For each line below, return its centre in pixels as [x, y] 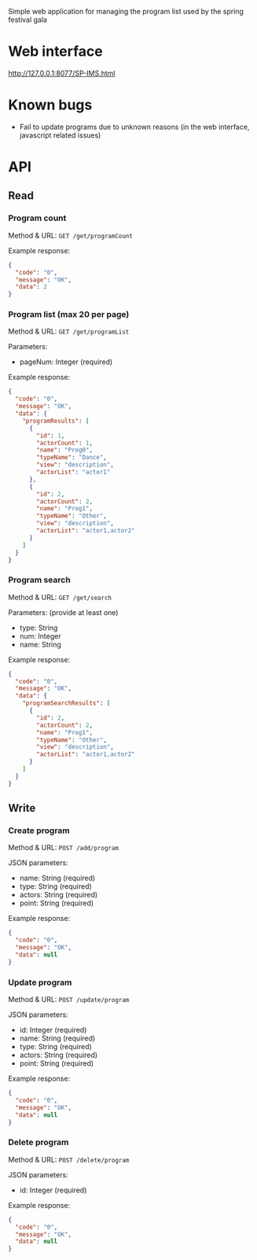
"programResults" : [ [56, 421]
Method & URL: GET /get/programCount [71, 235]
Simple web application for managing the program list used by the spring [126, 11]
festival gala [28, 20]
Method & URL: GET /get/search [60, 597]
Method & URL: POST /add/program [64, 848]
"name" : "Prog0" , [64, 450]
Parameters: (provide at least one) [63, 612]
